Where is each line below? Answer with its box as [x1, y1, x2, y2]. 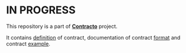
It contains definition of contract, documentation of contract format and [6, 34, 181, 41]
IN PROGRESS [6, 3, 76, 17]
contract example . [6, 40, 50, 47]
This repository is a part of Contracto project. [6, 23, 118, 30]
